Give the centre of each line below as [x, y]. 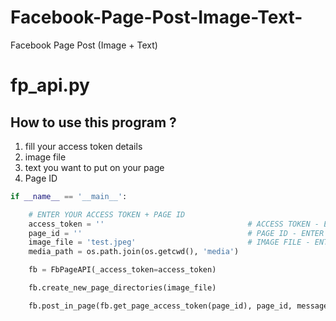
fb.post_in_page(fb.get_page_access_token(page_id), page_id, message [178, 306]
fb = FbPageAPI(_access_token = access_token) [122, 270]
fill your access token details [83, 146]
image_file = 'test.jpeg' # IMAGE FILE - [169, 242]
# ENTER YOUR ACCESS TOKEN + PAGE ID [107, 214]
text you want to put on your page [94, 167]
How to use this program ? [93, 122]
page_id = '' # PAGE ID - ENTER [176, 233]
